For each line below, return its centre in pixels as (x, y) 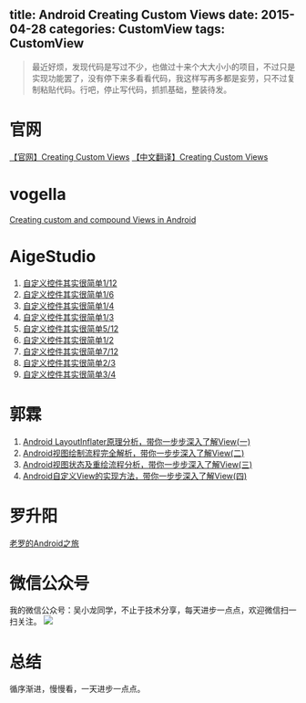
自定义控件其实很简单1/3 (68, 317)
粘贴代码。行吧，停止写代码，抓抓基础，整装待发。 (136, 89)
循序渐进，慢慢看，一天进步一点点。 (77, 689)
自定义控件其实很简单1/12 (70, 283)
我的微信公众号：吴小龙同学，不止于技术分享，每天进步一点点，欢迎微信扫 (149, 610)
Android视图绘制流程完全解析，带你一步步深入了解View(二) (133, 453)
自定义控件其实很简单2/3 (69, 362)
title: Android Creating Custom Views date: (134, 15)
